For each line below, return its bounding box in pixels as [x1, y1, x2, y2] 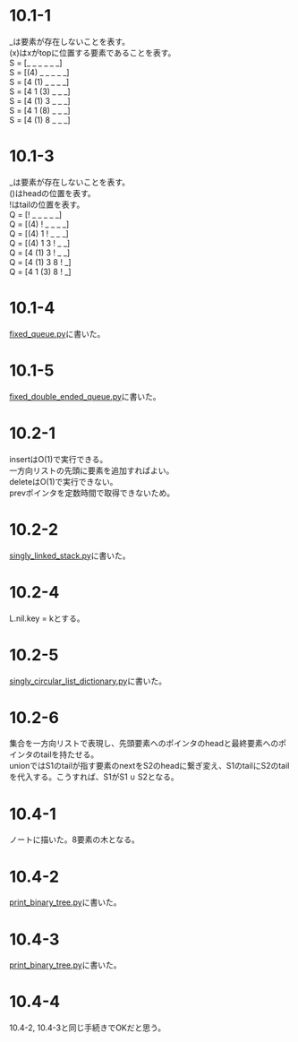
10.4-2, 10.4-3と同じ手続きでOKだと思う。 [9, 1022, 166, 1033]
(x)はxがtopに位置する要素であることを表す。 [9, 47, 176, 58]
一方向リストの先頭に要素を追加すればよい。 [9, 465, 175, 476]
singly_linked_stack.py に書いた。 [9, 550, 132, 561]
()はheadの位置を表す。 [9, 187, 96, 198]
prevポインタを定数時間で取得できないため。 [9, 487, 175, 498]
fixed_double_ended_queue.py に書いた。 [9, 391, 161, 401]
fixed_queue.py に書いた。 [9, 328, 106, 339]
